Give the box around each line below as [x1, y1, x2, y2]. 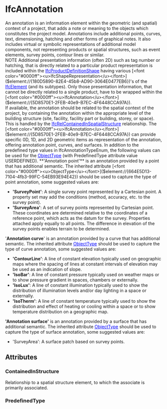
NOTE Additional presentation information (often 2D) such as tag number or [5, 57, 161, 63]
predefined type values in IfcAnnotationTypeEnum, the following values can [5, 147, 161, 153]
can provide [131, 131, 156, 137]
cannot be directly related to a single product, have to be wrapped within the [5, 89, 163, 95]
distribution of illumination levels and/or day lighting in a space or [12, 287, 147, 293]
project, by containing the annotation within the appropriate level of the [5, 110, 151, 116]
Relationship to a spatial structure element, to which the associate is [5, 379, 145, 385]
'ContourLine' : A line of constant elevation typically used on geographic [12, 255, 162, 261]
